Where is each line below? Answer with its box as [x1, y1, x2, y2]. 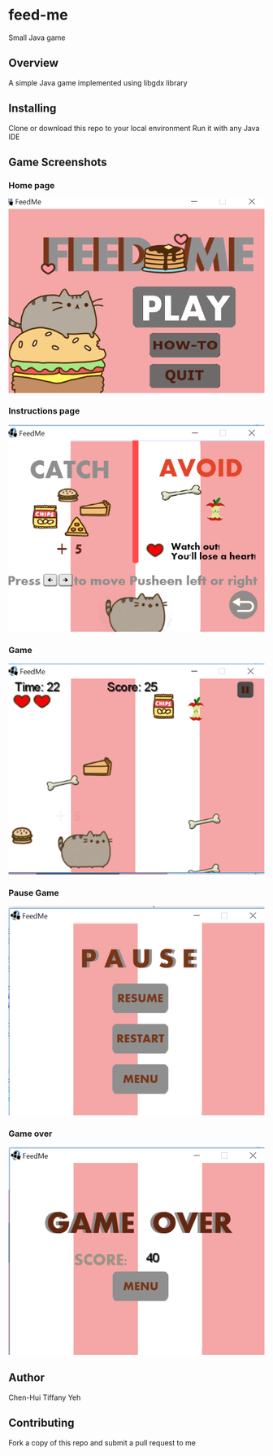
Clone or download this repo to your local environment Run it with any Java [8, 123, 260, 133]
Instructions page [8, 406, 80, 417]
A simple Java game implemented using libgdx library [8, 77, 188, 87]
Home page [8, 179, 55, 191]
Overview [8, 56, 59, 70]
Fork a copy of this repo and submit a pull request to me [8, 1437, 197, 1447]
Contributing [8, 1416, 75, 1430]
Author [8, 1370, 45, 1385]
